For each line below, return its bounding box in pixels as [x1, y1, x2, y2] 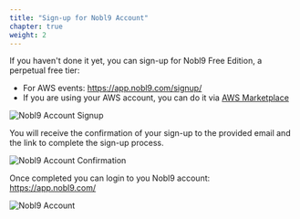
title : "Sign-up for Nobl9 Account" [9, 13, 149, 23]
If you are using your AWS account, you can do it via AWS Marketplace [22, 92, 290, 103]
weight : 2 [9, 30, 47, 39]
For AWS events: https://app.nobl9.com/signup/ [22, 83, 202, 94]
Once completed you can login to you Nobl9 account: [9, 172, 211, 183]
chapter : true [9, 22, 64, 31]
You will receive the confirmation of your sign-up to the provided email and [9, 128, 291, 139]
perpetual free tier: [9, 65, 80, 76]
